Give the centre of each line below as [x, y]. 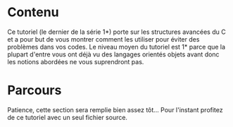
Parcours [34, 91]
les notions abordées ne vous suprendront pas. [76, 61]
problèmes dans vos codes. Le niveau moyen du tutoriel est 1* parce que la [116, 47]
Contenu [33, 12]
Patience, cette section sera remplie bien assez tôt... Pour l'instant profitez [115, 109]
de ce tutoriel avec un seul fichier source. [68, 117]
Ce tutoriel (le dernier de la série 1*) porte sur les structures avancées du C [117, 32]
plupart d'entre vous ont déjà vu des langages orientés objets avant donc [113, 54]
